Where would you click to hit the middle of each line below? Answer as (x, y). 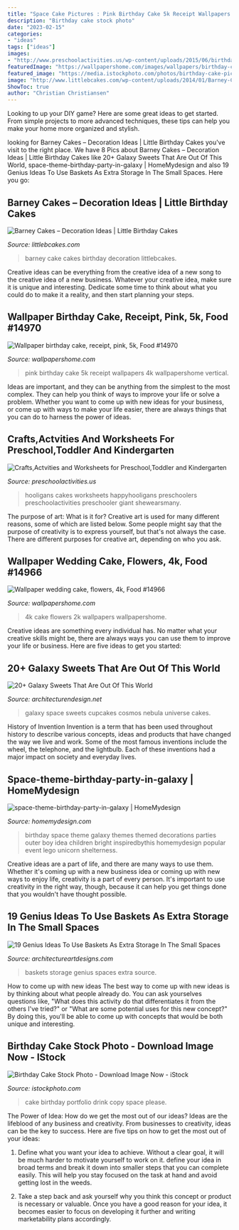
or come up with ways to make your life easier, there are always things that (117, 409)
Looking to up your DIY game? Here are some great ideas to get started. (113, 114)
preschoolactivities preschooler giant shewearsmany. (103, 503)
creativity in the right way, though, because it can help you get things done (117, 887)
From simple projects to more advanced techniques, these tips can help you (118, 121)
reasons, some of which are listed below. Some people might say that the (115, 524)
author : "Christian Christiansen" (59, 93)
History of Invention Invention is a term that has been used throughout (110, 727)
